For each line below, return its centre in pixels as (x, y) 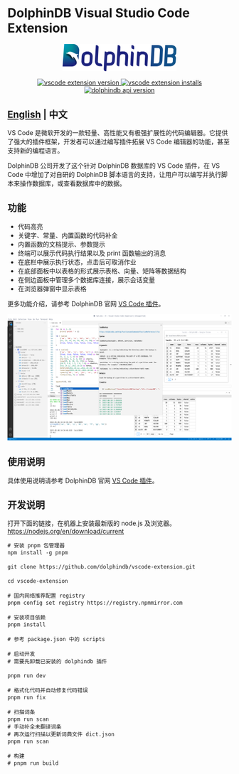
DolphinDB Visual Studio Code (99, 13)
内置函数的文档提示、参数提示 (61, 244)
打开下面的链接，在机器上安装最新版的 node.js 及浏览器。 (92, 523)
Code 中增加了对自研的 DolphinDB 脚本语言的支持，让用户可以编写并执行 (115, 174)
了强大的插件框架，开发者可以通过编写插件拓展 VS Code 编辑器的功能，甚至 (118, 141)
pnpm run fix (27, 698)
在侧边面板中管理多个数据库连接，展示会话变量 (86, 279)
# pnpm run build (33, 763)
